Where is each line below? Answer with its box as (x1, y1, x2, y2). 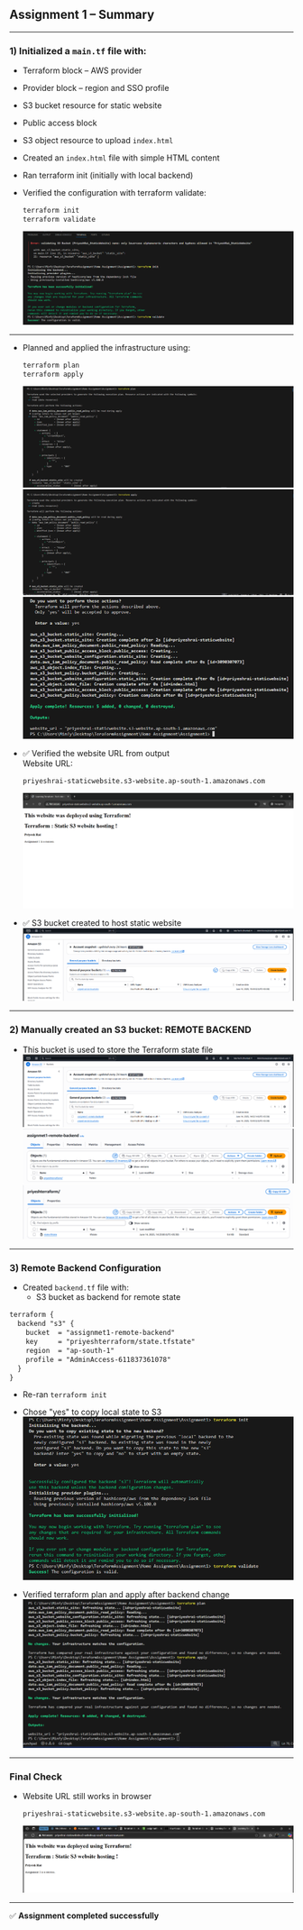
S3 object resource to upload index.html (22, 135, 174, 146)
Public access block (22, 117, 97, 129)
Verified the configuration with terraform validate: (22, 188, 207, 198)
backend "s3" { (17, 1320, 75, 1329)
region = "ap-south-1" (25, 1347, 115, 1356)
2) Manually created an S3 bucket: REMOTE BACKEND (9, 1023, 252, 1036)
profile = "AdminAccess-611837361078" (25, 1356, 171, 1365)
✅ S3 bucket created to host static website (22, 918, 182, 928)
